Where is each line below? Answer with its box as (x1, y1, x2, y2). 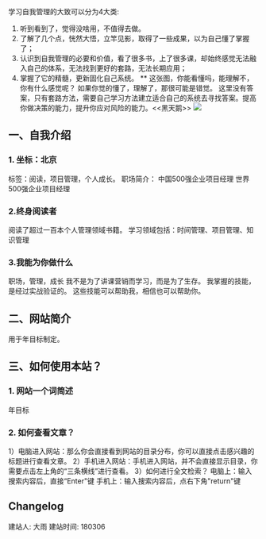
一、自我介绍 (8, 129, 71, 142)
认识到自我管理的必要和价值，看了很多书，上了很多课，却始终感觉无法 (19, 54, 250, 63)
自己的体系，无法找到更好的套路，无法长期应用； (26, 64, 187, 73)
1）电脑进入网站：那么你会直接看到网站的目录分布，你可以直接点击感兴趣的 (8, 447, 255, 456)
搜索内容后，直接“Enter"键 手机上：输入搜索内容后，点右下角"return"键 (8, 476, 241, 486)
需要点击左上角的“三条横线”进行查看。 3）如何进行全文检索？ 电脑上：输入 (8, 467, 253, 476)
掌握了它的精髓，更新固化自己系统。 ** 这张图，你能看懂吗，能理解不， (19, 74, 254, 83)
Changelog (8, 499, 64, 514)
